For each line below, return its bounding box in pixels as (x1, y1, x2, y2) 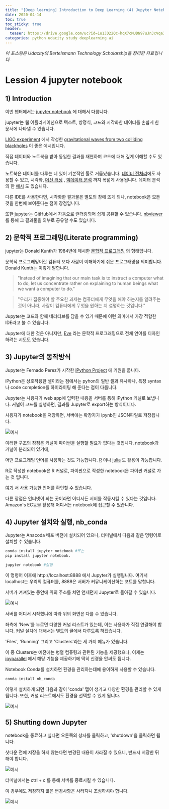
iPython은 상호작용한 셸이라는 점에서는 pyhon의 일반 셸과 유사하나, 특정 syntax (5, 377, 162, 384)
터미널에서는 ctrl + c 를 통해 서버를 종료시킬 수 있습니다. (5, 777, 115, 783)
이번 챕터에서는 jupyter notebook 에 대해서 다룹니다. (5, 108, 109, 114)
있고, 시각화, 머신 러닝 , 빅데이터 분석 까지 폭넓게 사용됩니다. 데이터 (20, 176, 151, 182)
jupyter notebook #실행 (5, 562, 53, 567)
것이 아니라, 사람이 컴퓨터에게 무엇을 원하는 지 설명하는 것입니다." (17, 302, 146, 308)
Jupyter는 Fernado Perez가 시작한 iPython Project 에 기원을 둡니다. (5, 367, 141, 373)
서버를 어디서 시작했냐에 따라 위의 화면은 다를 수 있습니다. (5, 610, 118, 616)
